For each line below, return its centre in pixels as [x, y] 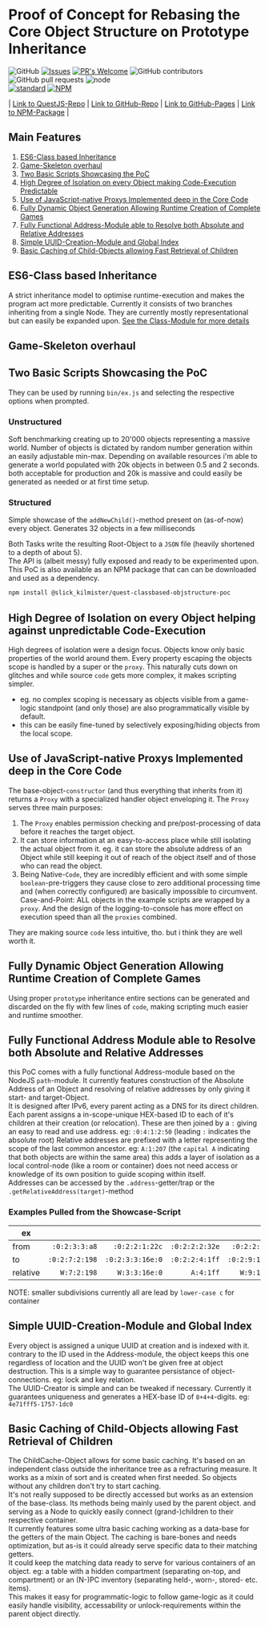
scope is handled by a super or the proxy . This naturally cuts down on [123, 667]
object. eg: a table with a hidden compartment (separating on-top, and [124, 1571]
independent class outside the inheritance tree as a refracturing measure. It [133, 1469]
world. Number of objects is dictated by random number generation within [130, 448]
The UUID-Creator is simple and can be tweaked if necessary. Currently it [130, 1388]
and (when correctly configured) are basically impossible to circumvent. [139, 891]
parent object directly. [45, 1614]
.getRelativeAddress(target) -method [71, 1191]
